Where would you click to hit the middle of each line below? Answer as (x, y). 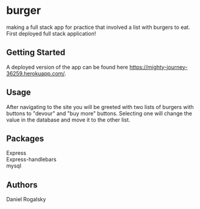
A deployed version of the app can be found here (67, 67)
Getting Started (36, 53)
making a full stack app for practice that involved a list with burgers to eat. (98, 27)
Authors (22, 185)
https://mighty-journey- (158, 67)
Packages (25, 138)
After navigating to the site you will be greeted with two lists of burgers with (100, 107)
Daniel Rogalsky (26, 199)
